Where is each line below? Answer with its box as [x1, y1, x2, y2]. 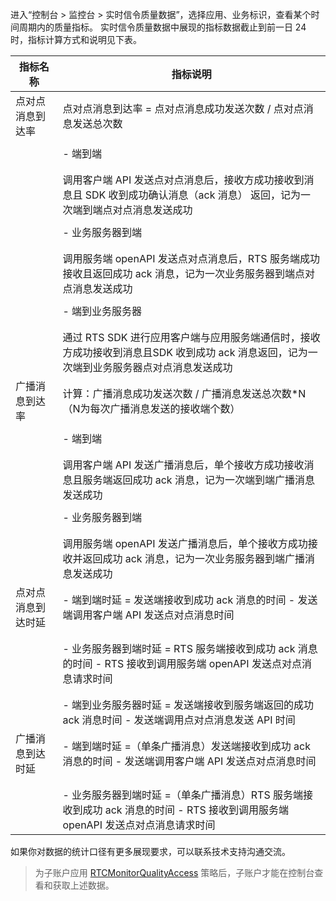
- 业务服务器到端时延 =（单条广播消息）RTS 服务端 [62, 788, 303, 802]
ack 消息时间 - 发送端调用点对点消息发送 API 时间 [62, 713, 296, 727]
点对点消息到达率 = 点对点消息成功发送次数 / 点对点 [62, 102, 304, 115]
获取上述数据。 [52, 879, 115, 891]
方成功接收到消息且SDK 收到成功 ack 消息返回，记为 [62, 346, 308, 359]
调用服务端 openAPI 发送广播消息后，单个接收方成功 [62, 537, 308, 550]
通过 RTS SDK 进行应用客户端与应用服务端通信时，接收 [62, 331, 321, 344]
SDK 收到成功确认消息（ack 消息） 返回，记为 [84, 188, 302, 202]
